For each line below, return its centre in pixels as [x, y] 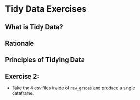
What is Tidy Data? [34, 27]
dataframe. [23, 93]
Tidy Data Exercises [46, 9]
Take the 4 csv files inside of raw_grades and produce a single [73, 88]
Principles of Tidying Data [45, 60]
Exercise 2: [22, 76]
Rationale [20, 43]
